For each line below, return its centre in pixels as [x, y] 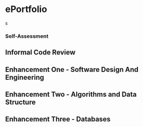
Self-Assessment [27, 36]
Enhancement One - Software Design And [72, 70]
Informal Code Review [40, 52]
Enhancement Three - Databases [58, 119]
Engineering [25, 77]
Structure [21, 102]
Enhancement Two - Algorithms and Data [71, 95]
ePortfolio [26, 9]
